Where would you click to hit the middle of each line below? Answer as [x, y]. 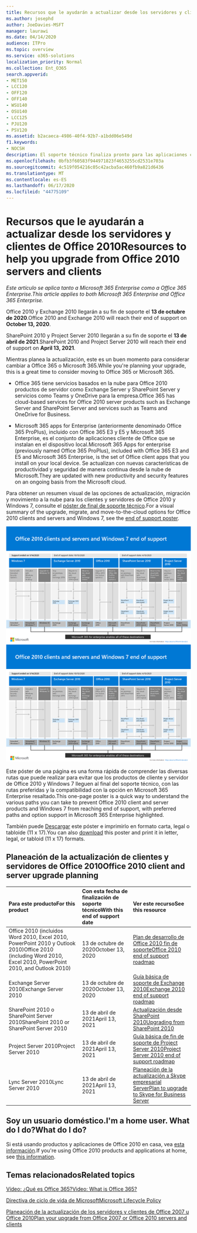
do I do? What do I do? [46, 1130]
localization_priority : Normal [44, 62]
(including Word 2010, [36, 956]
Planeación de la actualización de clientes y [87, 857]
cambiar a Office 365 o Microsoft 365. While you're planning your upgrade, [96, 365]
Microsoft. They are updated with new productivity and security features [101, 475]
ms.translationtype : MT [35, 173]
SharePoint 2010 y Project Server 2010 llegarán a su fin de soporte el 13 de [96, 335]
